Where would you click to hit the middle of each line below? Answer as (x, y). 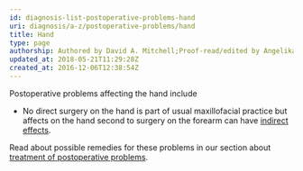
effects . (37, 130)
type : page (30, 43)
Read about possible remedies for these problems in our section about (140, 147)
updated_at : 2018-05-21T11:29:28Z (74, 59)
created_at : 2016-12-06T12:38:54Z (74, 68)
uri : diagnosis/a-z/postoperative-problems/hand (102, 26)
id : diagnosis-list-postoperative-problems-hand (102, 18)
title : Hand (32, 34)
